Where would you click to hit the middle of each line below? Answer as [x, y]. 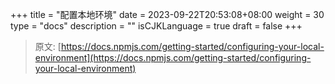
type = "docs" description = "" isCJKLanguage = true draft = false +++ [156, 26]
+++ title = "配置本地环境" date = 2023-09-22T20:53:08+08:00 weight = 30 [167, 14]
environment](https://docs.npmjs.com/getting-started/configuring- [173, 57]
